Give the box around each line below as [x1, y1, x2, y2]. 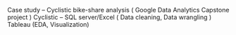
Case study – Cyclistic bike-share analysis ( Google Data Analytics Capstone [7, 6, 230, 14]
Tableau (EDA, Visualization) [7, 21, 89, 28]
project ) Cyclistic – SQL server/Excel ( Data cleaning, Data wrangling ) [7, 13, 212, 21]
